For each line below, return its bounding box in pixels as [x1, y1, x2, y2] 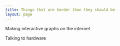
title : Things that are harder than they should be [5, 7, 115, 12]
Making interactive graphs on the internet [5, 25, 90, 31]
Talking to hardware [5, 35, 46, 41]
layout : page [5, 12, 32, 17]
